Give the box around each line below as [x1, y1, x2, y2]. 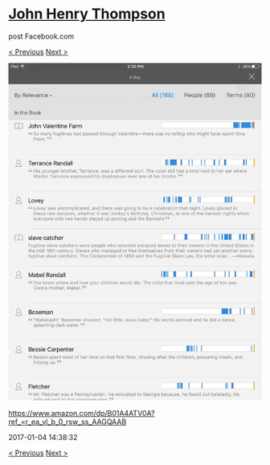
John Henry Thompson [8, 5, 166, 23]
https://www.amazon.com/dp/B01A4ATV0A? [8, 408, 155, 418]
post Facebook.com [8, 31, 75, 41]
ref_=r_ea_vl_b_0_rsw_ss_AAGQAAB [8, 417, 127, 426]
